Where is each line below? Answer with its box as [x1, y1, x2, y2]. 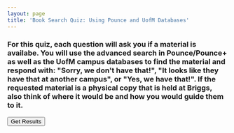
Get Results [11, 118, 42, 125]
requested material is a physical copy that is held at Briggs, [7, 83, 212, 93]
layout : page [7, 10, 46, 17]
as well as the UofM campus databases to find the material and [7, 57, 226, 67]
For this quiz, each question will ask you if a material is [7, 40, 197, 49]
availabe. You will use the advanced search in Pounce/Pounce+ [7, 48, 228, 58]
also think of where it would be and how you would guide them [7, 92, 224, 102]
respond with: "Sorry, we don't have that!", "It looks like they [7, 65, 219, 75]
